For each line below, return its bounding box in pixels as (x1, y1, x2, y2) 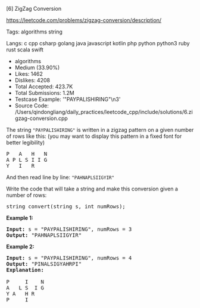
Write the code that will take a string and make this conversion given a (6, 185, 179, 192)
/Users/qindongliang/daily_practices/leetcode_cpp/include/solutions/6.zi (14, 109, 193, 115)
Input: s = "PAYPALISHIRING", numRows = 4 (6, 255, 132, 261)
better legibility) (6, 139, 45, 146)
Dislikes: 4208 (14, 77, 51, 84)
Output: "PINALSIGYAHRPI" (6, 261, 82, 267)
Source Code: (14, 102, 49, 109)
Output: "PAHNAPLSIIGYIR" (6, 232, 82, 238)
